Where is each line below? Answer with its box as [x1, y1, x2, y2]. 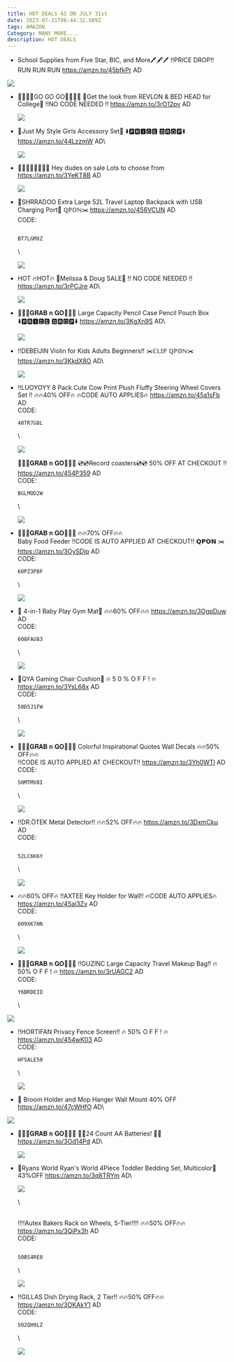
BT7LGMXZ [17, 236, 43, 242]
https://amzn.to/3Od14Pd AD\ [17, 1137, 103, 1146]
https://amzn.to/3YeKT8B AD [17, 171, 101, 180]
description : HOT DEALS [7, 36, 77, 43]
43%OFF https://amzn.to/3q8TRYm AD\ [17, 1171, 133, 1180]
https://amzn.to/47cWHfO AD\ [17, 1103, 105, 1111]
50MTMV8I [17, 779, 43, 786]
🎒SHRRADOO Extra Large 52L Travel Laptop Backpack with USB [17, 198, 203, 206]
